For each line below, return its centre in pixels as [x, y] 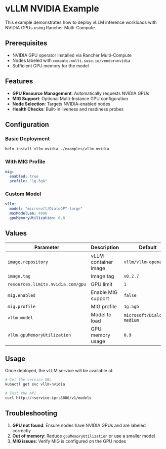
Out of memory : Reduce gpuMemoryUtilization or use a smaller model [83, 436]
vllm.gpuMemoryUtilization [39, 335]
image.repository [28, 262]
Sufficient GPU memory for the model [50, 65]
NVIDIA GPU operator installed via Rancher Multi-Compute [72, 55]
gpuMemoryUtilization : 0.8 [37, 218]
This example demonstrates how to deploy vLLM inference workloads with [81, 22]
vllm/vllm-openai [144, 262]
